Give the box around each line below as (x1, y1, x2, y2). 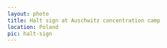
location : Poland (7, 23, 59, 30)
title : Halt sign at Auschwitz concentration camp (7, 17, 161, 24)
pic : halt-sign (7, 30, 53, 37)
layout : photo (7, 10, 50, 18)
